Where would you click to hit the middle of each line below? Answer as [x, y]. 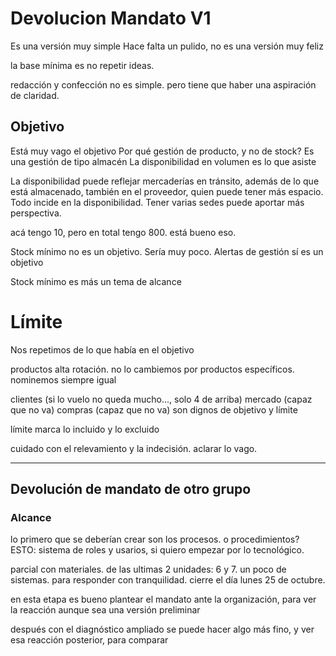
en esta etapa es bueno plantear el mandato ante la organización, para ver [163, 599]
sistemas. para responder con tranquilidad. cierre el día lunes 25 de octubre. [168, 580]
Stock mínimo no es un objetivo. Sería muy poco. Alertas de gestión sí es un [167, 251]
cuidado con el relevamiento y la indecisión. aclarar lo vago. [134, 448]
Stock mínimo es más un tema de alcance [96, 281]
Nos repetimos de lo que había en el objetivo [102, 349]
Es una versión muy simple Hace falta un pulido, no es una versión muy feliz [167, 46]
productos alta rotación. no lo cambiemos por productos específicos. [152, 369]
